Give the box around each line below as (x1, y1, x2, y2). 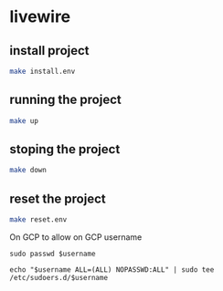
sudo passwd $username (9, 249, 96, 258)
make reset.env (9, 215, 68, 224)
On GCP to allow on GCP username (9, 231, 143, 243)
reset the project (9, 191, 107, 206)
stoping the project (9, 141, 121, 157)
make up (9, 116, 39, 125)
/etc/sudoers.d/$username (9, 273, 108, 282)
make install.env (9, 67, 76, 76)
